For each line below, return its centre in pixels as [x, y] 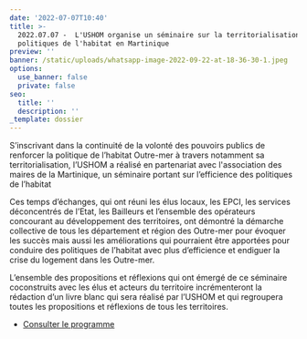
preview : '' [32, 52]
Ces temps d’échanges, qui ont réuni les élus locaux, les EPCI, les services [150, 202]
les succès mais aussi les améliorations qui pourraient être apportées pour [150, 241]
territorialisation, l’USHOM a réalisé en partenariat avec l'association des [146, 165]
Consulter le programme [69, 324]
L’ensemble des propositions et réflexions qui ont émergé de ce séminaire [148, 278]
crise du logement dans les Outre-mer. [82, 260]
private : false [47, 86]
